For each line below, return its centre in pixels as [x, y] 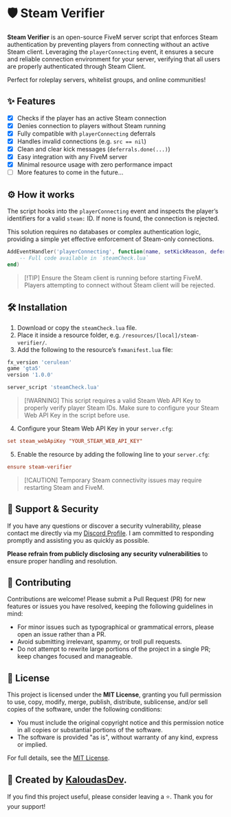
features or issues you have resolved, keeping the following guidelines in [110, 606]
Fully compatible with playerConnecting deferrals [86, 133]
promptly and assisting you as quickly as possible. [78, 540]
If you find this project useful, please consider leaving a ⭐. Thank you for [110, 797]
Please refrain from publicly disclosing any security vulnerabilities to [108, 554]
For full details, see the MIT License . [58, 758]
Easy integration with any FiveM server [72, 157]
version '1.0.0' [30, 375]
